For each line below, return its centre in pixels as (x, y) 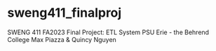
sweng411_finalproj (65, 13)
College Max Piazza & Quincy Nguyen (62, 39)
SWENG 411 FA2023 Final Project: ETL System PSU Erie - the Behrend (108, 32)
